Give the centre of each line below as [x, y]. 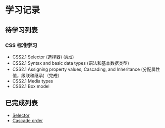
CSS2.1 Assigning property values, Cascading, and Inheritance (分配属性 [86, 69]
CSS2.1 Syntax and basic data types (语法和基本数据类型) [71, 63]
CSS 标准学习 [21, 45]
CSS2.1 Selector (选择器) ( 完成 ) [43, 57]
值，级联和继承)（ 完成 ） [37, 75]
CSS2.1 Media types [33, 81]
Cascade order [27, 120]
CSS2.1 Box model [31, 86]
